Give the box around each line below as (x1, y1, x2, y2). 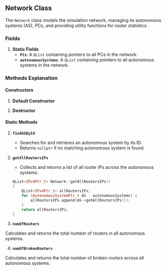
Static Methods (5, 119, 38, 125)
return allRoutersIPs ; (21, 207, 69, 212)
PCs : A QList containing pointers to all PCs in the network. (19, 52, 138, 58)
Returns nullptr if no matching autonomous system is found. (19, 145, 145, 151)
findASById (12, 131, 35, 136)
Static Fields (12, 46, 39, 52)
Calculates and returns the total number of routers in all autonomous (5, 230, 145, 236)
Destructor (12, 108, 36, 114)
